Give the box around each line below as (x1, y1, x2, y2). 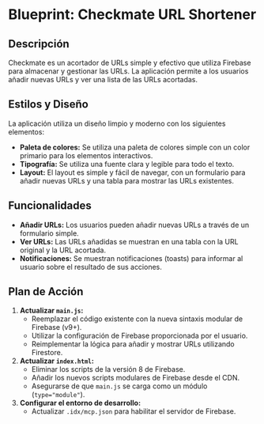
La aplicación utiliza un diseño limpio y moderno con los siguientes (8, 119, 226, 128)
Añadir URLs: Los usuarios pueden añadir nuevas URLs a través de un (19, 220, 250, 229)
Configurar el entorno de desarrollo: (19, 398, 141, 408)
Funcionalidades (8, 199, 92, 213)
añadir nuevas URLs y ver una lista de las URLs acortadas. (8, 75, 198, 84)
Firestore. (31, 348, 63, 358)
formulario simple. (19, 228, 79, 238)
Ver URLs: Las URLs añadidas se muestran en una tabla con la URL (19, 237, 239, 246)
